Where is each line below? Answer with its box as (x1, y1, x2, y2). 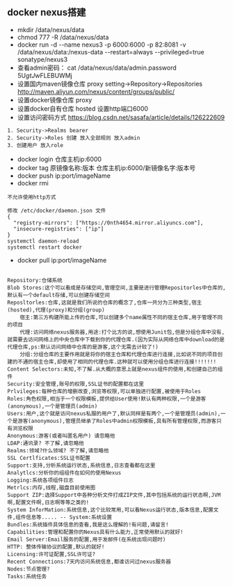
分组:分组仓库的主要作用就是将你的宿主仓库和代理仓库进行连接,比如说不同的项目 (19, 350, 218, 357)
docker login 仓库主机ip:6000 (17, 155, 102, 163)
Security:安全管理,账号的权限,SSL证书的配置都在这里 (7, 380, 145, 387)
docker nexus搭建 (7, 6, 86, 19)
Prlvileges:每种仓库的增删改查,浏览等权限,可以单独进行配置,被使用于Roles (7, 387, 202, 395)
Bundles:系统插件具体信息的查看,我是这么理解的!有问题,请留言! (7, 521, 169, 528)
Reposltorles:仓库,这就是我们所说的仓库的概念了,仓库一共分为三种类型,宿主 (7, 299, 202, 306)
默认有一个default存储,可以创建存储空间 (7, 291, 110, 298)
